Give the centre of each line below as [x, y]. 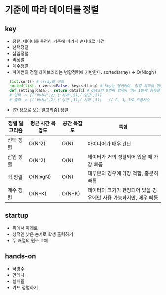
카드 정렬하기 [25, 287]
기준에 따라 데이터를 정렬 [52, 10]
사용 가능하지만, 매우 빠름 [130, 198]
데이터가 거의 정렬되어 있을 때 [120, 157]
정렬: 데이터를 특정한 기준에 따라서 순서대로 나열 [58, 41]
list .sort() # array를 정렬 [37, 82]
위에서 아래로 [25, 228]
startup [17, 215]
